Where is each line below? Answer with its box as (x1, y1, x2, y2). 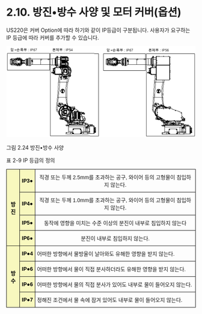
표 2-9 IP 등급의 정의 (6, 157, 55, 164)
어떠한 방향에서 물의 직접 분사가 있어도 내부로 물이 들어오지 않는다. (37, 282, 192, 288)
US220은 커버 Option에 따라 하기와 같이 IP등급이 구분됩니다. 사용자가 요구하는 (6, 26, 191, 34)
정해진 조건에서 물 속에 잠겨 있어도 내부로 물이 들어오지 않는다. (37, 297, 183, 304)
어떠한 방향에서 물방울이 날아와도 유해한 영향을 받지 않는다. (37, 250, 175, 258)
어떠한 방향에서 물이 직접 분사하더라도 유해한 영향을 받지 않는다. (37, 266, 186, 273)
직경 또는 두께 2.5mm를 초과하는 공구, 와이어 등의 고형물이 (39, 174, 176, 181)
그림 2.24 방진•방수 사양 (6, 144, 64, 151)
